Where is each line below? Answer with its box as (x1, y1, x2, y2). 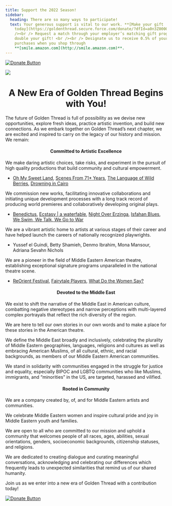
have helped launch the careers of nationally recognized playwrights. (5, 232, 151, 238)
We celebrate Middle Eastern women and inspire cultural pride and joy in (5, 412, 159, 419)
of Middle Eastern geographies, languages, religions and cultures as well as (5, 342, 165, 348)
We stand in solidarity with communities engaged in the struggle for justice (5, 363, 163, 369)
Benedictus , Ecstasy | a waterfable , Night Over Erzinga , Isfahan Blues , (12, 211, 161, 217)
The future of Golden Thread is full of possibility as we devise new (5, 114, 145, 121)
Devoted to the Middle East (56, 289, 116, 295)
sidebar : (5, 12, 24, 17)
